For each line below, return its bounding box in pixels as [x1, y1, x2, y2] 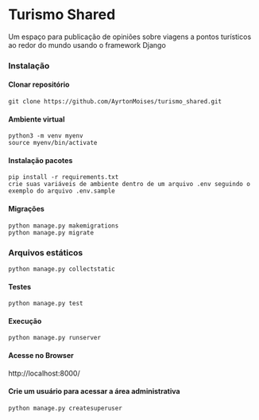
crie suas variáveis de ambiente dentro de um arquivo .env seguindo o [8, 181, 250, 189]
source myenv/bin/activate [8, 139, 98, 147]
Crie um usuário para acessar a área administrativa [8, 387, 180, 396]
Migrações [8, 204, 45, 214]
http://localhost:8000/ [8, 368, 81, 378]
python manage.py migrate [8, 228, 94, 236]
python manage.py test [8, 300, 83, 308]
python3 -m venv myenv [8, 132, 83, 140]
